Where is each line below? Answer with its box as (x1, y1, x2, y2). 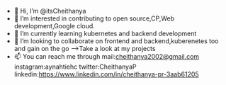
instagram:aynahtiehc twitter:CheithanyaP (13, 62, 137, 71)
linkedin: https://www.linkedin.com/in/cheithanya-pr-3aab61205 (13, 70, 200, 78)
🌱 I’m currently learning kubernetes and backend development (13, 29, 197, 38)
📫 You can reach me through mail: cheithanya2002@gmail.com (13, 52, 200, 60)
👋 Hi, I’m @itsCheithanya (13, 7, 86, 15)
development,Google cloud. (13, 22, 96, 30)
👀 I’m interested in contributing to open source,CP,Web (13, 14, 175, 23)
